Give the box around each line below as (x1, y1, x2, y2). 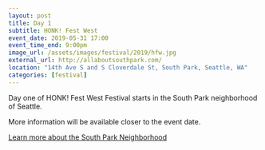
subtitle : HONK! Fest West (8, 26, 98, 34)
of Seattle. (8, 101, 42, 111)
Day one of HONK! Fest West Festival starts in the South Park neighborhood (8, 93, 258, 102)
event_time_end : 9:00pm (8, 41, 88, 49)
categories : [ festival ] (8, 71, 88, 79)
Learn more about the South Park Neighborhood (8, 132, 168, 142)
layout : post (8, 11, 52, 20)
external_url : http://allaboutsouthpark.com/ (8, 57, 162, 65)
